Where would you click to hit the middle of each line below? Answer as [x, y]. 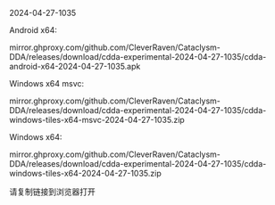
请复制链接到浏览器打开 [52, 192]
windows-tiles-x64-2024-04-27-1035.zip [86, 173]
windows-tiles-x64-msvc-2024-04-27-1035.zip [97, 120]
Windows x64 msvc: [47, 83]
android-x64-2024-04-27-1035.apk [75, 66]
